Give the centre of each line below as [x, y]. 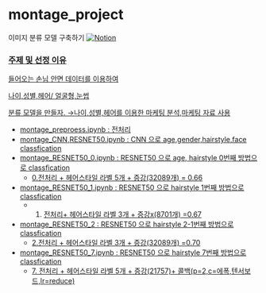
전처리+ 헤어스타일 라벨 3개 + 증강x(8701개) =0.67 [123, 214]
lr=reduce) [58, 281]
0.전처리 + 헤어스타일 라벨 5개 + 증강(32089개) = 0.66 [117, 178]
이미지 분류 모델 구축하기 [46, 37]
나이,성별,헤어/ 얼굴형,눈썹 [49, 96]
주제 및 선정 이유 [37, 60]
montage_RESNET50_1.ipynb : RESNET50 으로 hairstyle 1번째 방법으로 [132, 187]
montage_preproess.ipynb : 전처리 [75, 129]
